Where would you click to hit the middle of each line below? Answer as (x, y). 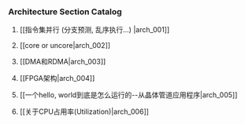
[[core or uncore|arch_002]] (65, 46)
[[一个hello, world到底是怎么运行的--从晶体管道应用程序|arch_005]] (128, 95)
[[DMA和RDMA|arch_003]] (63, 62)
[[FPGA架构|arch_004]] (57, 78)
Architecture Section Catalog (65, 12)
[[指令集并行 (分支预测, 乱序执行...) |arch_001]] (95, 30)
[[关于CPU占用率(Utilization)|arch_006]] (84, 111)
